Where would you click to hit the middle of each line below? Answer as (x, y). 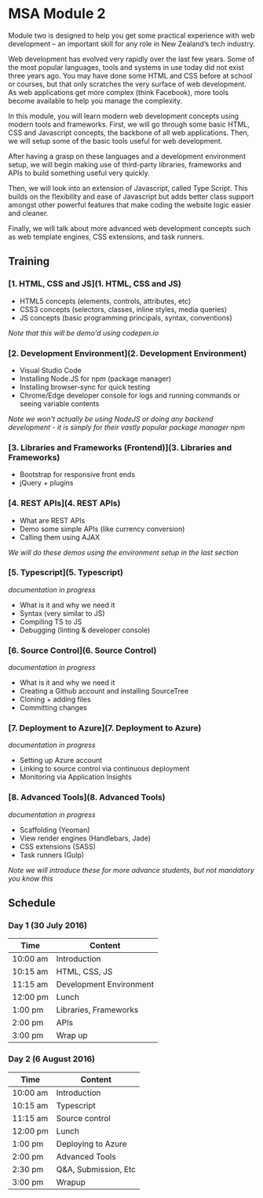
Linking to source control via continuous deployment (104, 769)
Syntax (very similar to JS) (62, 613)
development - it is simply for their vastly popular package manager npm (127, 427)
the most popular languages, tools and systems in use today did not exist (126, 67)
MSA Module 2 (57, 14)
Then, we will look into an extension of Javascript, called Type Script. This (128, 188)
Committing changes (53, 708)
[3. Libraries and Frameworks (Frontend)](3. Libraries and (120, 447)
